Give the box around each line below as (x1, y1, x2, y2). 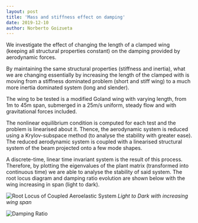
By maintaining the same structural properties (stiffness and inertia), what (6, 65, 186, 73)
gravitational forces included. (6, 108, 77, 115)
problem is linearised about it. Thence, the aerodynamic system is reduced (6, 126, 189, 133)
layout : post (6, 8, 38, 15)
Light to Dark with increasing (118, 192, 189, 199)
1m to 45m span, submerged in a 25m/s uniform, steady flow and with (6, 101, 176, 109)
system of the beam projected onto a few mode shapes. (6, 145, 142, 152)
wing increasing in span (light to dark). (6, 181, 100, 188)
